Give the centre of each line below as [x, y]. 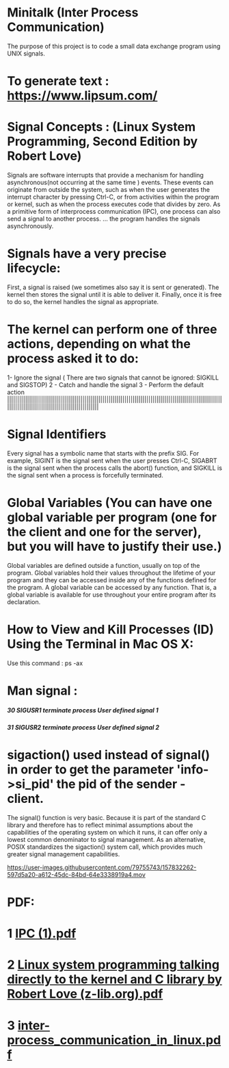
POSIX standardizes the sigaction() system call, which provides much [105, 847]
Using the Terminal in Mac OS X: [100, 644]
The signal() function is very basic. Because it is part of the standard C [107, 817]
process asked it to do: [73, 359]
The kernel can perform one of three [112, 330]
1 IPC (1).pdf [42, 934]
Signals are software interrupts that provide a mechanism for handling [105, 175]
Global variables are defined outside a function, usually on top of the [104, 565]
